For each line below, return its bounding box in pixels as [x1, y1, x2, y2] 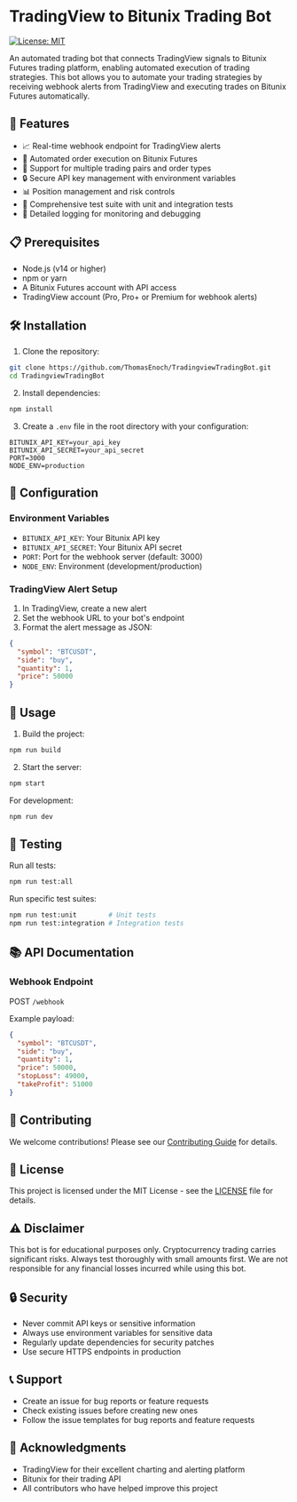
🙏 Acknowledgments [9, 1441, 127, 1456]
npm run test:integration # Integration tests [9, 919, 184, 928]
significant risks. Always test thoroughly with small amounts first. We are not [9, 1254, 288, 1265]
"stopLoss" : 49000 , [17, 1072, 90, 1081]
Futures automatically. [9, 91, 90, 101]
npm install [9, 405, 53, 414]
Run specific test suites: [9, 894, 98, 904]
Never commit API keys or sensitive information [21, 1318, 196, 1329]
